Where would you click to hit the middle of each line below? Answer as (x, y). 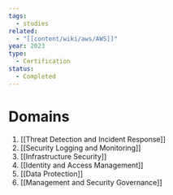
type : (17, 54)
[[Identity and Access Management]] (82, 165)
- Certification (43, 62)
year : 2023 (27, 46)
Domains (39, 117)
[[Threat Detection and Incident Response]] (93, 139)
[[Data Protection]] (52, 173)
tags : (17, 16)
